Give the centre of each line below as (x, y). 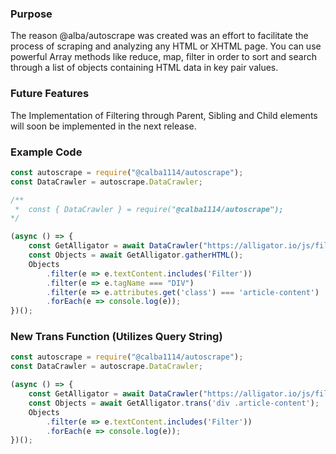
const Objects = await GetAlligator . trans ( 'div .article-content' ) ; (174, 403)
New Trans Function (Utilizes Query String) (116, 337)
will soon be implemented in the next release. (103, 126)
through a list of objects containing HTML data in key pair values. (144, 68)
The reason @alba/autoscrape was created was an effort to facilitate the (159, 36)
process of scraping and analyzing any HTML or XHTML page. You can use (166, 46)
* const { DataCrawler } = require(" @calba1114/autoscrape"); (149, 209)
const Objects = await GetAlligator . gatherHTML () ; (136, 255)
